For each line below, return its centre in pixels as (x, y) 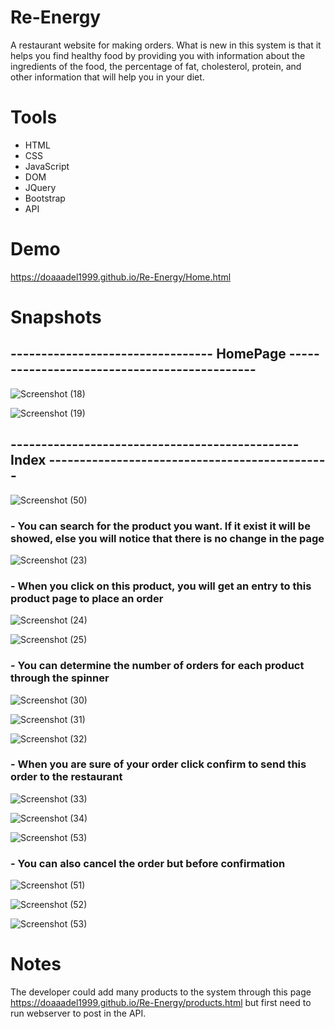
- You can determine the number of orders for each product (157, 666)
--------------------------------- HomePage (148, 354)
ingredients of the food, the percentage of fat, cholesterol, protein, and (156, 66)
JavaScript (47, 166)
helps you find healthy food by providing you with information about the (158, 55)
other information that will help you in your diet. (107, 77)
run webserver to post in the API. (78, 1013)
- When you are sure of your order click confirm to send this (158, 764)
